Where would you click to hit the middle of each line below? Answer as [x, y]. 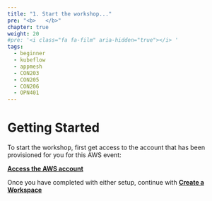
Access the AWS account [45, 169]
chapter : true [28, 27]
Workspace [25, 190]
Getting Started [54, 128]
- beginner [30, 54]
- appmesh [28, 67]
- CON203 [26, 73]
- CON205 [26, 80]
